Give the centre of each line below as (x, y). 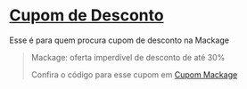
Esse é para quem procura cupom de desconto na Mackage (119, 40)
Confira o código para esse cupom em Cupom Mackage (134, 74)
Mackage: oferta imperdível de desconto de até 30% (128, 57)
